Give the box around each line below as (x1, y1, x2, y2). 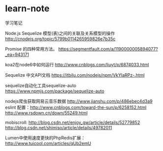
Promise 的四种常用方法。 (5, 46, 57, 52)
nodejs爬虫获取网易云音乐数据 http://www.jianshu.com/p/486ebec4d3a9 (5, 98, 153, 104)
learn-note (5, 3, 50, 14)
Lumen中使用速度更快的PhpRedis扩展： (5, 135, 86, 141)
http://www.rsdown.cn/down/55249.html (5, 110, 88, 116)
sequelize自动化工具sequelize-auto (5, 82, 77, 89)
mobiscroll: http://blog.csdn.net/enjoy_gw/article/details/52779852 (5, 119, 140, 125)
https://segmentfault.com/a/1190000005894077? (58, 46, 158, 52)
